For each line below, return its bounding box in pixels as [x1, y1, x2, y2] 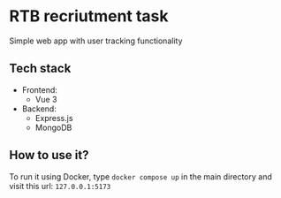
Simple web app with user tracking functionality [9, 35, 183, 46]
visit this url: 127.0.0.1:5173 [9, 180, 111, 191]
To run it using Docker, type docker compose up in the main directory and [9, 171, 272, 182]
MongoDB [34, 122, 72, 133]
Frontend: [21, 84, 57, 95]
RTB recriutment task [9, 6, 170, 27]
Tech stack [9, 61, 72, 76]
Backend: [21, 103, 57, 114]
